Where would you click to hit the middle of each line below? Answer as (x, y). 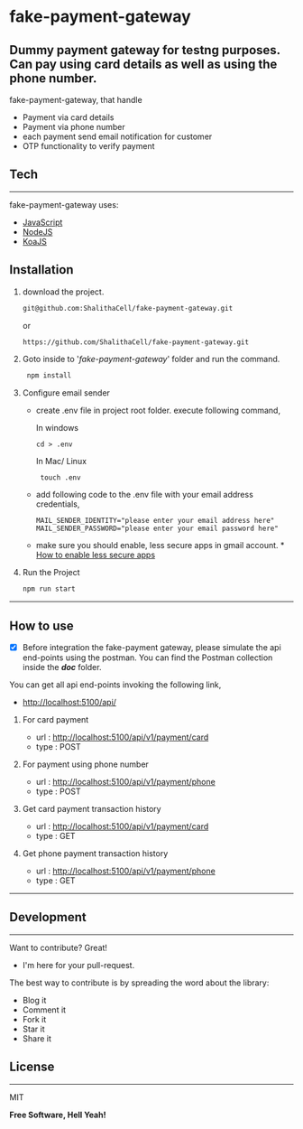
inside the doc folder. (62, 667)
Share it (37, 1038)
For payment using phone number (85, 764)
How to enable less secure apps (96, 555)
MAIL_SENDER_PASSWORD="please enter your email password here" (157, 529)
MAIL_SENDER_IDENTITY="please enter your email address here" (155, 521)
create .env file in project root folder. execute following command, (158, 411)
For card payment (55, 719)
